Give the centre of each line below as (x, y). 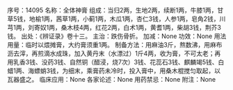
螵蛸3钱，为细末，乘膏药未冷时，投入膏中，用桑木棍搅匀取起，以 (127, 71)
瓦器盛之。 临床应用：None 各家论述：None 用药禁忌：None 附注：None (112, 79)
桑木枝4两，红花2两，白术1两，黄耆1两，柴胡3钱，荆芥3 (141, 27)
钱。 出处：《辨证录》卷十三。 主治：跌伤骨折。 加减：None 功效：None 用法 (117, 36)
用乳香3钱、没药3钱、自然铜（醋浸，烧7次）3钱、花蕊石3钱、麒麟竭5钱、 (113, 62)
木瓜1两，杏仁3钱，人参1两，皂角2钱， (164, 19)
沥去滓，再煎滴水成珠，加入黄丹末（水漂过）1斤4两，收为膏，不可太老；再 (114, 53)
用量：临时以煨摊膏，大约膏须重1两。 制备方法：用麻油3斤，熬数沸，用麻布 (115, 45)
